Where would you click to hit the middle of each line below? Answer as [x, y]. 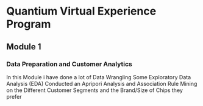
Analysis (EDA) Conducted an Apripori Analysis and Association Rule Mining [102, 83]
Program [29, 24]
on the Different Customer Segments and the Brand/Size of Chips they [94, 90]
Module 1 [24, 47]
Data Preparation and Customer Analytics [69, 64]
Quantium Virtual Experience [81, 11]
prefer [14, 96]
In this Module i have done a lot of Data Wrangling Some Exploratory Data [99, 77]
